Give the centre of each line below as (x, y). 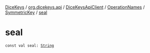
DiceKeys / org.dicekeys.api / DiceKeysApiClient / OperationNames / (75, 7)
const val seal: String (30, 46)
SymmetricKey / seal (26, 12)
